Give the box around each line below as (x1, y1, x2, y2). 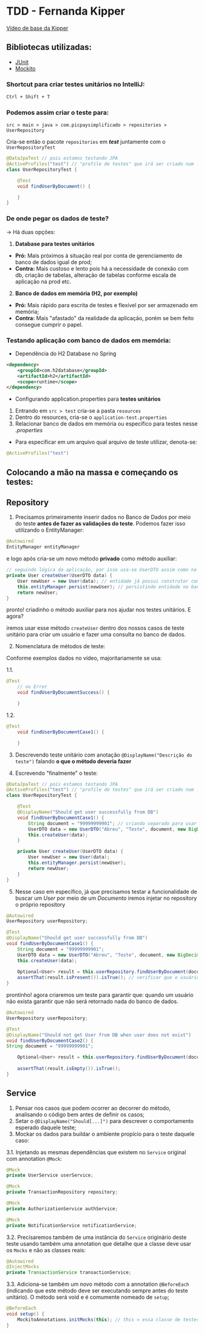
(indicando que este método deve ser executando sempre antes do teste (6, 1287, 188, 1294)
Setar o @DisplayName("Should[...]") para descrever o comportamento (15, 1117, 194, 1124)
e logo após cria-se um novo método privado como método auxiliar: (6, 555, 177, 562)
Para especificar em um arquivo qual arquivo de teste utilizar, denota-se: (15, 438, 197, 446)
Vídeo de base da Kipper (6, 24, 69, 32)
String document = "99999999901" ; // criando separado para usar (28, 820, 197, 827)
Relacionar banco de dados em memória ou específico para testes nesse (15, 420, 198, 427)
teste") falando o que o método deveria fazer (15, 757, 132, 765)
